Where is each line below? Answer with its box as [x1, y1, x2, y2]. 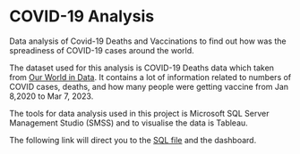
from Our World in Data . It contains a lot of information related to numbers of [9, 71, 292, 82]
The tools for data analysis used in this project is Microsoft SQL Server [9, 108, 270, 118]
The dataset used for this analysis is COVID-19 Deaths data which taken [9, 62, 275, 73]
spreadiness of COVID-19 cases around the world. [9, 45, 194, 55]
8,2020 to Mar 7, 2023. [9, 91, 94, 101]
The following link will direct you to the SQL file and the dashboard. [9, 134, 257, 145]
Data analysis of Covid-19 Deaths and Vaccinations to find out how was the [9, 36, 287, 46]
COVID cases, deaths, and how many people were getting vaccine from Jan [9, 81, 289, 92]
